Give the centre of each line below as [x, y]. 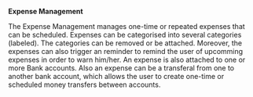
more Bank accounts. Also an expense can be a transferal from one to [121, 68]
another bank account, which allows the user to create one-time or [116, 76]
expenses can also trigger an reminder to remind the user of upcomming [126, 51]
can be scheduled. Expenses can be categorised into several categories [125, 35]
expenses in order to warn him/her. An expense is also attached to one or [127, 59]
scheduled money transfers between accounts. [84, 84]
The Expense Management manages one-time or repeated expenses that [126, 26]
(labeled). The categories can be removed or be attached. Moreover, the [125, 43]
